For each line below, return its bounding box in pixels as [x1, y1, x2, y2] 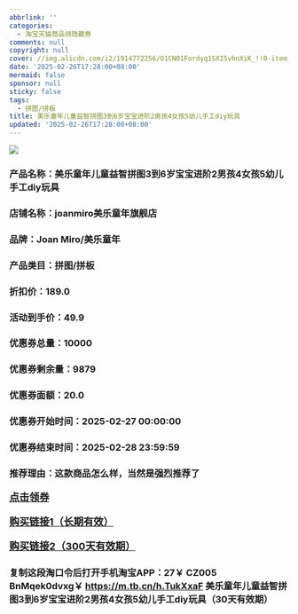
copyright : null [9, 46, 69, 55]
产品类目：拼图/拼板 [9, 259, 95, 272]
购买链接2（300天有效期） [9, 540, 136, 553]
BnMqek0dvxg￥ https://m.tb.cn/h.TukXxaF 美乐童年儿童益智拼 [9, 579, 288, 592]
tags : [9, 95, 29, 105]
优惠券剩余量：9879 [9, 363, 96, 375]
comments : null [9, 37, 66, 47]
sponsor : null [9, 79, 62, 88]
